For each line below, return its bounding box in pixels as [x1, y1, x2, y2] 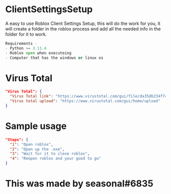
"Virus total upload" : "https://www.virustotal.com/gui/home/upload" [10, 99, 160, 104]
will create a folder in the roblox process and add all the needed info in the [5, 25, 161, 31]
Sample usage [5, 120, 67, 132]
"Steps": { [5, 137, 28, 142]
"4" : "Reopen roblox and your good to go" [10, 156, 101, 161]
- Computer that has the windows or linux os [5, 55, 103, 60]
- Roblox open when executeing [5, 50, 72, 55]
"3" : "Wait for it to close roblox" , [10, 151, 90, 156]
